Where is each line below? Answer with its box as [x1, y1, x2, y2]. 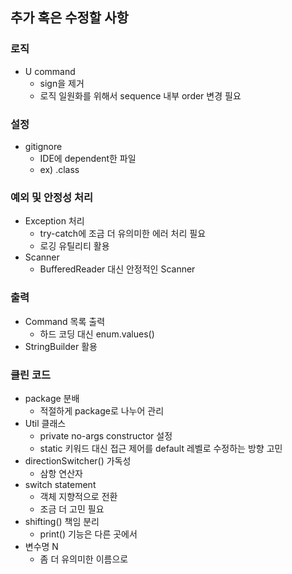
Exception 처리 [24, 215, 85, 227]
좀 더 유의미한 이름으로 [39, 553, 129, 565]
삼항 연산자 [39, 467, 83, 479]
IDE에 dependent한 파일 [39, 152, 137, 164]
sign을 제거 [39, 77, 85, 89]
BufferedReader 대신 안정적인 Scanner [39, 263, 196, 275]
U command [24, 65, 76, 77]
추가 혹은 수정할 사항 [10, 9, 129, 27]
